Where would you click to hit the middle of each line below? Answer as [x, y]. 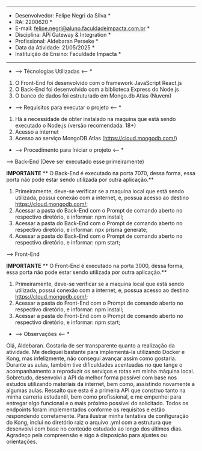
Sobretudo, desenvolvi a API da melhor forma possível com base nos [92, 378]
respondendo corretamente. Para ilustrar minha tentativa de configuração [98, 416]
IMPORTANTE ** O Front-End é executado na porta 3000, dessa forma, [95, 266]
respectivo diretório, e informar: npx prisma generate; [81, 230]
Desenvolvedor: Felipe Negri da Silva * [63, 15]
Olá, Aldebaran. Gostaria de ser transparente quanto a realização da [91, 346]
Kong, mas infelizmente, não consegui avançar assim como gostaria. [91, 358]
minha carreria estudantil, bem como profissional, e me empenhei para [94, 397]
